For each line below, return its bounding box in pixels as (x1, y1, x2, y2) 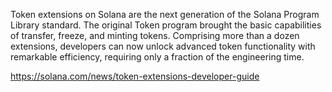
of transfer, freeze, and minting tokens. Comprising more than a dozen (10, 30, 300, 41)
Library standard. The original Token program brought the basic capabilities (10, 19, 322, 31)
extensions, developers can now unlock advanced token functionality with (10, 40, 316, 52)
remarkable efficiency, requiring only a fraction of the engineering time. (10, 51, 305, 63)
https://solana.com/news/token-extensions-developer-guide (10, 70, 260, 82)
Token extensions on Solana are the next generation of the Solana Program (10, 9, 320, 20)
